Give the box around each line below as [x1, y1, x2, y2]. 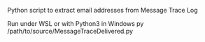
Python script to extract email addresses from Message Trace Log [7, 6, 198, 14]
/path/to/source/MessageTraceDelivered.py [7, 27, 134, 35]
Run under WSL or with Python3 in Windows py [7, 20, 144, 27]
